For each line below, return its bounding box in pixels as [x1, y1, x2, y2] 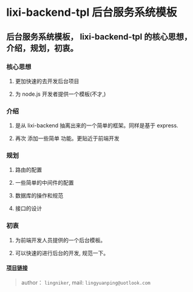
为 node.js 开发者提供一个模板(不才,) [15, 90, 106, 98]
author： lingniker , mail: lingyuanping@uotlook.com [21, 279, 151, 286]
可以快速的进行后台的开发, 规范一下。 [15, 249, 109, 256]
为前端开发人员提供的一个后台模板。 [15, 236, 106, 244]
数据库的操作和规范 [15, 192, 64, 199]
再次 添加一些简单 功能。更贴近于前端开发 [15, 134, 120, 142]
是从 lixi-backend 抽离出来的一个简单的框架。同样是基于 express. [15, 122, 178, 129]
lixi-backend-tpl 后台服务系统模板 [6, 5, 177, 19]
